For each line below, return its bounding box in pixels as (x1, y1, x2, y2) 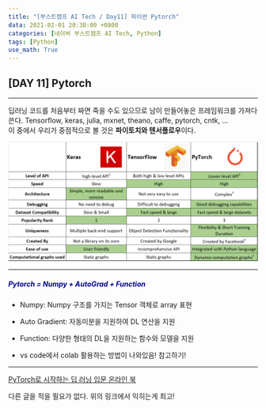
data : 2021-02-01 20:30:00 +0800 (8, 21, 119, 29)
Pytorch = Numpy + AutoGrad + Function (8, 279, 146, 289)
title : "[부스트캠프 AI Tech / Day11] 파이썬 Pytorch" (8, 13, 180, 21)
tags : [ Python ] (8, 38, 59, 46)
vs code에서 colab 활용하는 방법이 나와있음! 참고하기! (19, 350, 187, 360)
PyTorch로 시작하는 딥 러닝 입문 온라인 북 (8, 375, 136, 384)
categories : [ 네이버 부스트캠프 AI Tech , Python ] (8, 29, 162, 37)
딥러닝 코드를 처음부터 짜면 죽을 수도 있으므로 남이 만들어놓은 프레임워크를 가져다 (8, 105, 258, 115)
